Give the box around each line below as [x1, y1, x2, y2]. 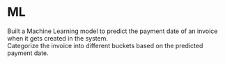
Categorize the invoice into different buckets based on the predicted [7, 41, 203, 50]
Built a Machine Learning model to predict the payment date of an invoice [7, 27, 218, 35]
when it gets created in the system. [7, 34, 108, 42]
